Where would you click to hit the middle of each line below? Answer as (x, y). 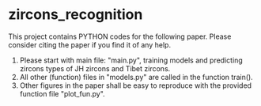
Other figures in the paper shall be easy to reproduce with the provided (135, 85)
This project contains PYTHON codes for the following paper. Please (120, 36)
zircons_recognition (76, 15)
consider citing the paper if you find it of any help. (90, 44)
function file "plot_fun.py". (62, 93)
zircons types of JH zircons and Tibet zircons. (95, 68)
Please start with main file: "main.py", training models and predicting (131, 60)
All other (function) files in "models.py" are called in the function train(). (136, 77)
